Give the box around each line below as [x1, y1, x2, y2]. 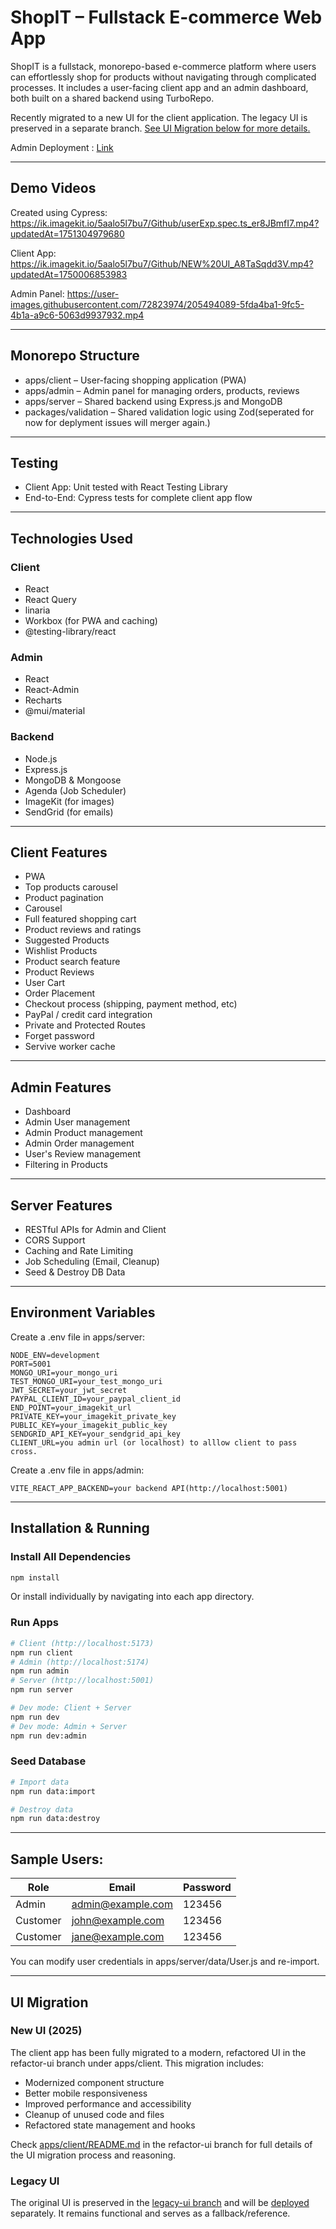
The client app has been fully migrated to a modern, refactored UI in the [10, 2046, 307, 2058]
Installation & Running [10, 1520, 150, 1537]
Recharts [24, 694, 63, 706]
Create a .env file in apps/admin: [10, 1464, 145, 1476]
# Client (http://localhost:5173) [10, 1638, 155, 1648]
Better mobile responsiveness [24, 2087, 148, 2099]
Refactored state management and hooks [24, 2119, 196, 2131]
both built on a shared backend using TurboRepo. [10, 92, 215, 104]
